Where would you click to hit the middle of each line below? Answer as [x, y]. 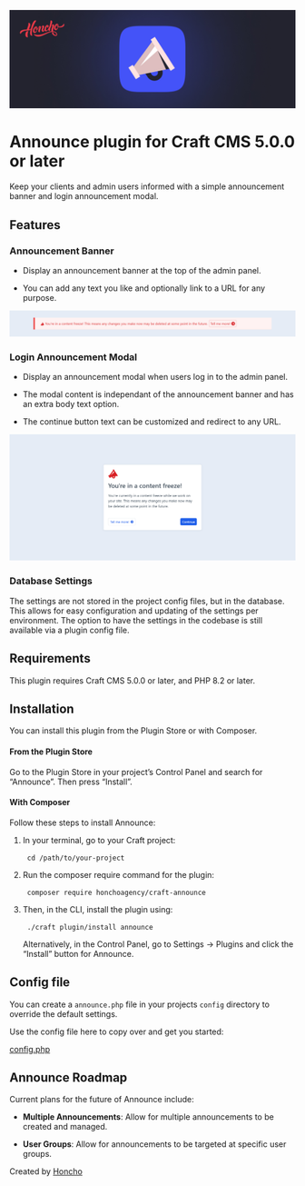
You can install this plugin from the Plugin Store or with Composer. [133, 731]
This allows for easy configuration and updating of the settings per [134, 611]
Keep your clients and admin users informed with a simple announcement [147, 186]
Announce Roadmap [69, 1077]
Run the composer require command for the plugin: [118, 874]
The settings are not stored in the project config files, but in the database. [147, 601]
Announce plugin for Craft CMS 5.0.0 [152, 142]
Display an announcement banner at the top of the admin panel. [142, 270]
